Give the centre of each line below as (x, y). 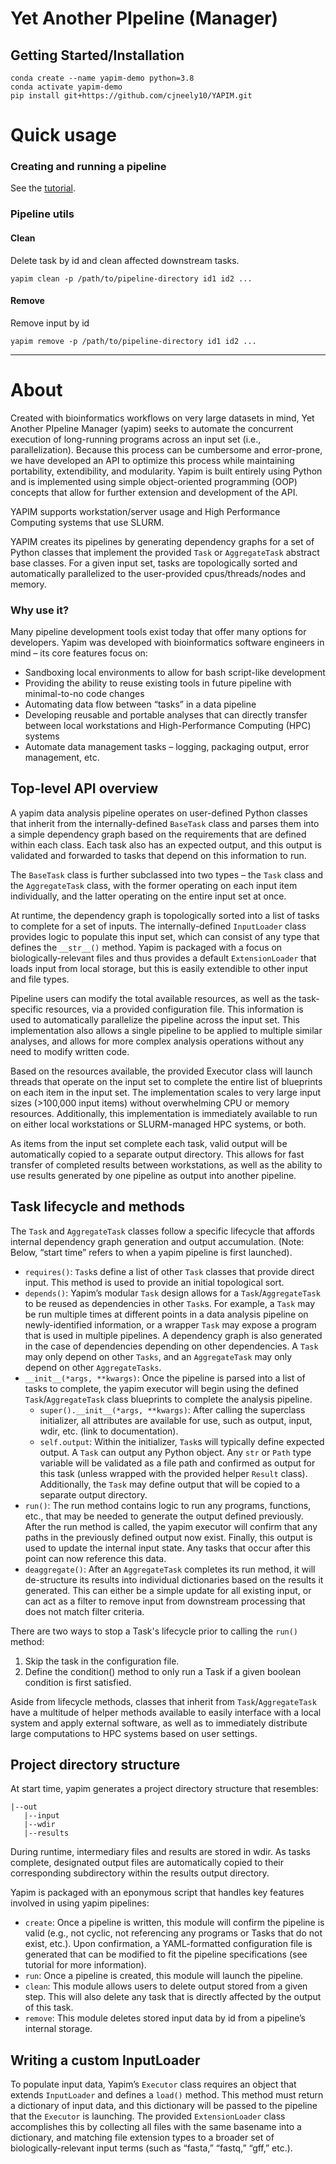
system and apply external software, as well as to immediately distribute (159, 1723)
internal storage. (58, 2029)
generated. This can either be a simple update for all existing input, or (168, 1590)
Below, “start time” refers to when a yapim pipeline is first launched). (151, 1252)
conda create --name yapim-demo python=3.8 (102, 78)
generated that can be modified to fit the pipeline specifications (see (166, 1954)
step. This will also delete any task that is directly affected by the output (173, 1997)
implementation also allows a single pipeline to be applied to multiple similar (166, 1030)
